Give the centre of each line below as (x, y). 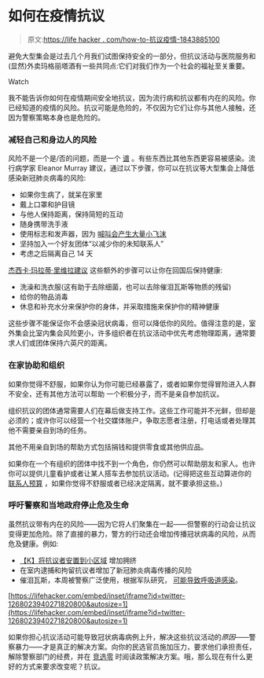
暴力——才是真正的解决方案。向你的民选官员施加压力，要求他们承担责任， (135, 647)
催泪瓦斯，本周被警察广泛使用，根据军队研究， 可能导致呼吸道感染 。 (130, 580)
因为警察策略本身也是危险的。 (56, 117)
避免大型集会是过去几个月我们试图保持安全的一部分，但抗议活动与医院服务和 (132, 56)
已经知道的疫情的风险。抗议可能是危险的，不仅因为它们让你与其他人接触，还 (132, 108)
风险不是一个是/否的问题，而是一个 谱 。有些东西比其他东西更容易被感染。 (128, 159)
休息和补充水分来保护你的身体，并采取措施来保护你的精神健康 (119, 306)
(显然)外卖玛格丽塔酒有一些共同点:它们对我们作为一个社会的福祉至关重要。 (129, 66)
